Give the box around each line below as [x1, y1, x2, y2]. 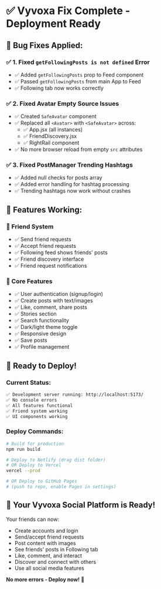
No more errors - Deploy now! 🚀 [6, 575, 85, 583]
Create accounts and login [14, 527, 79, 534]
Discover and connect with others [14, 558, 97, 565]
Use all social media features [14, 564, 85, 571]
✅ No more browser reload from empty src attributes [14, 146, 143, 153]
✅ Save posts [14, 336, 48, 344]
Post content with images [14, 539, 76, 547]
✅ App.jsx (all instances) [23, 126, 83, 133]
